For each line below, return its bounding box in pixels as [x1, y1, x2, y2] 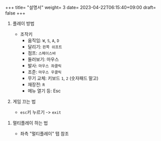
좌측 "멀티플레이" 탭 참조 [20, 130, 69, 136]
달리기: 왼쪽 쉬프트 [27, 44, 62, 49]
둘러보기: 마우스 [27, 56, 59, 62]
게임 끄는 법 [12, 99, 36, 104]
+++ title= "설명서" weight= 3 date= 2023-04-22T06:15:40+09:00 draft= [5, 5, 156, 10]
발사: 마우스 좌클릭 [27, 62, 62, 68]
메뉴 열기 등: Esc [27, 88, 61, 94]
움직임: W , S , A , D [27, 37, 60, 43]
